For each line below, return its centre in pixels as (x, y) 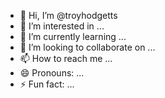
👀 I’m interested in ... (62, 26)
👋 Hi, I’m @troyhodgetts (68, 15)
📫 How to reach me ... (66, 58)
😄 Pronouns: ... (52, 73)
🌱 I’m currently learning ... (73, 36)
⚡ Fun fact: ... (47, 84)
